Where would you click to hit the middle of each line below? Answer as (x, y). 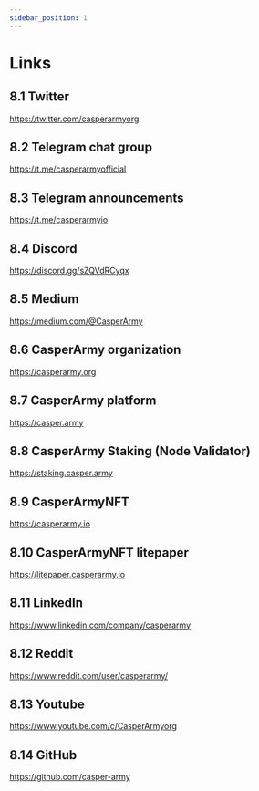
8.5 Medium (44, 299)
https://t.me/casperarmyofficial (68, 169)
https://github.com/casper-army (70, 777)
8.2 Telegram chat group (81, 147)
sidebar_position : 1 (49, 18)
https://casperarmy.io (50, 524)
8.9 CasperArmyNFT (69, 501)
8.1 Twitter (40, 97)
